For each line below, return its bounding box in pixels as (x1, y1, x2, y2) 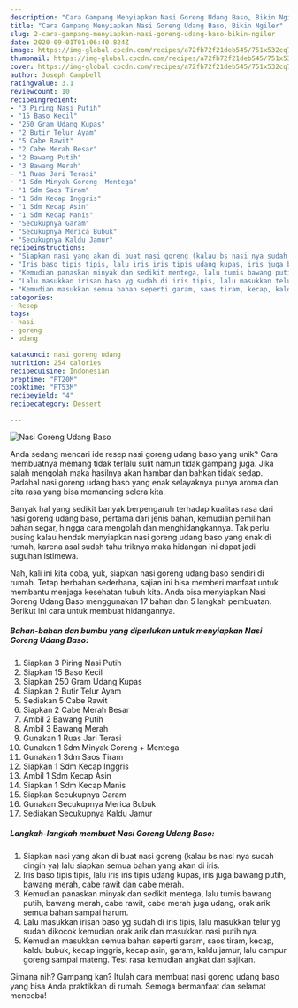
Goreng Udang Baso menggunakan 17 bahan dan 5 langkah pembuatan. (10, 595, 272, 607)
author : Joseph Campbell (10, 71, 102, 80)
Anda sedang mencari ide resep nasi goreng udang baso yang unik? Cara (10, 448, 278, 459)
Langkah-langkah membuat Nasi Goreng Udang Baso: (10, 828, 215, 839)
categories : (10, 293, 54, 302)
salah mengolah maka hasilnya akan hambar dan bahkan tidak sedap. (10, 467, 264, 478)
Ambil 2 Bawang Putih (22, 714, 104, 725)
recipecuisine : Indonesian (10, 367, 110, 376)
